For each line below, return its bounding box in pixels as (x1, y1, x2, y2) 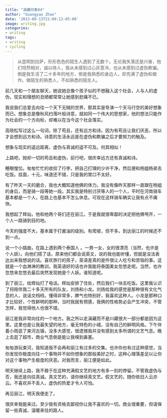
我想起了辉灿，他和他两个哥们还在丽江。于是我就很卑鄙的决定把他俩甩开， (5, 211, 158, 217)
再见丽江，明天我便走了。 (5, 390, 58, 396)
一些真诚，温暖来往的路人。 (9, 407, 66, 413)
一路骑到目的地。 (13, 217, 49, 223)
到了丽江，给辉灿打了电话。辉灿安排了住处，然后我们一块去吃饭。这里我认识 (5, 280, 162, 286)
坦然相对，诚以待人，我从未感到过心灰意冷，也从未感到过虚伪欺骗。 (21, 65, 162, 70)
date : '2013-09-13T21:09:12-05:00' (5, 16, 79, 21)
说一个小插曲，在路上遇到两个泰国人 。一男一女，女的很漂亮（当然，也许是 (5, 244, 159, 251)
